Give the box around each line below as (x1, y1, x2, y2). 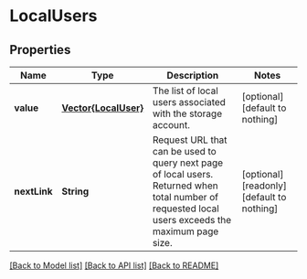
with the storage (152, 107, 222, 120)
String (61, 185, 90, 198)
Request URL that (152, 134, 228, 146)
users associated (152, 96, 227, 108)
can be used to (152, 145, 217, 157)
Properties (9, 42, 71, 58)
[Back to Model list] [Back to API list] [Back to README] (9, 260, 219, 271)
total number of (152, 191, 219, 203)
